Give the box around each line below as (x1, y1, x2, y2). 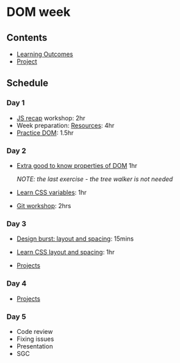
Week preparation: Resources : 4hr (16, 121, 115, 129)
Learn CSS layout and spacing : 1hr (16, 248, 115, 257)
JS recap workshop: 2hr (16, 113, 86, 122)
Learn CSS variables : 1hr (16, 188, 87, 196)
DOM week (6, 4, 71, 20)
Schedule (6, 77, 49, 89)
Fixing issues (16, 335, 55, 343)
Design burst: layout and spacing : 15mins (16, 234, 134, 243)
